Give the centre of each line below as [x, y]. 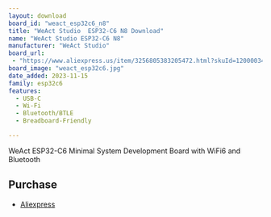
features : [25, 91]
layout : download [38, 16]
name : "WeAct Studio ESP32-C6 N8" [67, 38]
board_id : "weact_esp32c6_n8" [59, 23]
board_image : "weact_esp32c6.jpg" [67, 69]
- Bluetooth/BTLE [45, 114]
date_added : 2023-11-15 [48, 76]
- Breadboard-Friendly [54, 121]
